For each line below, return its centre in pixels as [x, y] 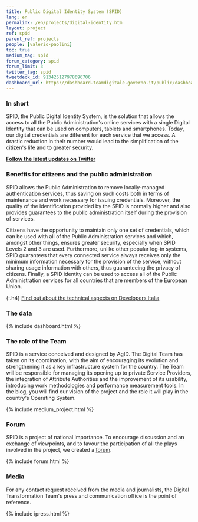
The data [19, 313]
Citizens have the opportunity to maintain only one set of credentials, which [98, 230]
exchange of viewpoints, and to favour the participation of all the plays [92, 444]
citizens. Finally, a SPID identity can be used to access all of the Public [92, 274]
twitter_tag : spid [29, 72]
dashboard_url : [25, 83]
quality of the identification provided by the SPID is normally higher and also [98, 206]
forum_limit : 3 [25, 66]
